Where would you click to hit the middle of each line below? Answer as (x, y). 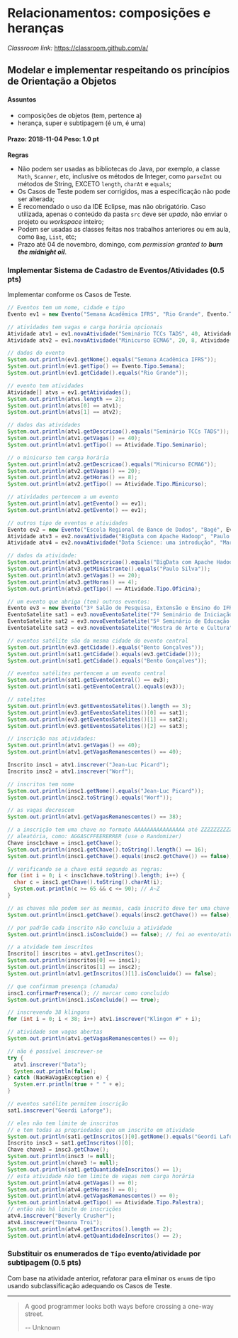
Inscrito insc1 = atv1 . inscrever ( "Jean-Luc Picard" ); (89, 765)
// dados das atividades (44, 425)
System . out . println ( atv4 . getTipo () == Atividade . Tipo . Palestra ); (106, 1203)
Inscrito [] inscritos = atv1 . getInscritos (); (75, 954)
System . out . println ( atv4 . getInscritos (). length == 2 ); (90, 1229)
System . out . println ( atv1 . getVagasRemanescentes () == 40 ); (95, 752)
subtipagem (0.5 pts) (44, 1263)
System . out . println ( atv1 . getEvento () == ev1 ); (77, 504)
